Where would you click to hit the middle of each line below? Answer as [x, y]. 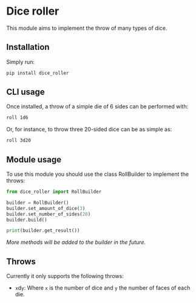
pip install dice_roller [38, 73]
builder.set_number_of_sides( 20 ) [49, 214]
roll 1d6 [17, 118]
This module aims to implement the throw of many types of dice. [87, 28]
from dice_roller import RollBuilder [54, 192]
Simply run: [21, 61]
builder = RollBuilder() [38, 203]
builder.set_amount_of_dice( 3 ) [46, 208]
